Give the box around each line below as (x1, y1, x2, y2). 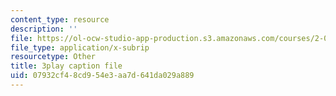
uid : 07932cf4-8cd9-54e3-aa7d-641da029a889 (10, 71, 195, 81)
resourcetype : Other (10, 52, 97, 62)
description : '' (10, 24, 78, 34)
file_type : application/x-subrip (10, 42, 150, 53)
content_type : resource (10, 14, 110, 25)
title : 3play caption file (10, 61, 123, 71)
